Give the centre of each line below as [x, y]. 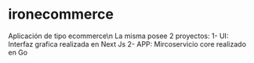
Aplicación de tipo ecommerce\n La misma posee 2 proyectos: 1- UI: [118, 36]
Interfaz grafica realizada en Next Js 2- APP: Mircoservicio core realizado [127, 44]
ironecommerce [61, 14]
